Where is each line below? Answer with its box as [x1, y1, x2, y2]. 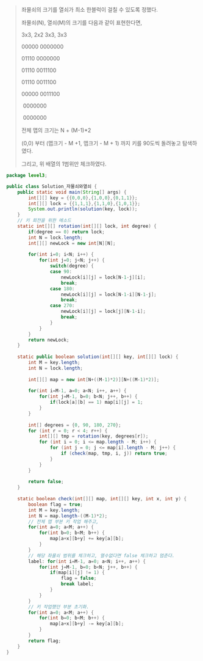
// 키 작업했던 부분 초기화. [28, 604, 90, 610]
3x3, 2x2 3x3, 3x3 [21, 31, 67, 38]
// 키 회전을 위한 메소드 [17, 217, 72, 224]
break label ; [60, 581, 94, 587]
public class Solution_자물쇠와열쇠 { [6, 183, 98, 189]
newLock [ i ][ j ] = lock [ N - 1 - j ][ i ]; [60, 274, 146, 280]
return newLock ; [28, 337, 69, 343]
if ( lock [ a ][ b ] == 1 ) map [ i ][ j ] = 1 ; [49, 400, 143, 406]
